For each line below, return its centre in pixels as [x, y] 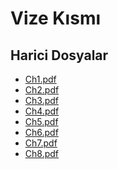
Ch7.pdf [41, 143]
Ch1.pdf [40, 79]
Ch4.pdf [42, 111]
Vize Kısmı [56, 18]
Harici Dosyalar [59, 55]
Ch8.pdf [42, 153]
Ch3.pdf [41, 100]
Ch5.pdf [41, 121]
